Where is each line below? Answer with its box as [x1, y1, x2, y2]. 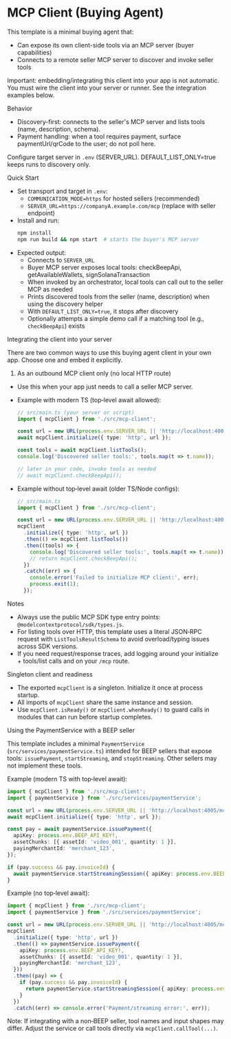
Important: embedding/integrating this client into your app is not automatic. [7, 76, 220, 84]
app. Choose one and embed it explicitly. [7, 356, 123, 364]
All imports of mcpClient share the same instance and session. [16, 698, 194, 706]
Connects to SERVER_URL [27, 256, 95, 264]
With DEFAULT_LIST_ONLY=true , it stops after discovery [27, 307, 179, 315]
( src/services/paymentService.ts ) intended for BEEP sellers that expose [7, 746, 212, 755]
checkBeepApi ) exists [27, 322, 85, 330]
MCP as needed [27, 285, 74, 294]
